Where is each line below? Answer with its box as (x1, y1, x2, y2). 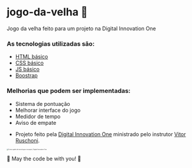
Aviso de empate (15, 119, 57, 126)
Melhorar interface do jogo (15, 106, 81, 114)
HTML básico (15, 53, 48, 60)
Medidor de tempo (15, 112, 61, 120)
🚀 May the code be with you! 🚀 (6, 155, 82, 162)
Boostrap (15, 72, 38, 79)
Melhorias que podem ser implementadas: (6, 87, 131, 95)
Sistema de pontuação (15, 100, 70, 107)
